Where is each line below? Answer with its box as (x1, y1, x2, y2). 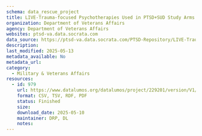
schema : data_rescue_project (6, 8, 79, 15)
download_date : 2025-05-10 (17, 110, 85, 116)
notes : (17, 121, 34, 127)
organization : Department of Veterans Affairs (6, 20, 125, 26)
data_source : (6, 37, 39, 43)
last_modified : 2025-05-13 (6, 48, 74, 54)
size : (17, 104, 31, 110)
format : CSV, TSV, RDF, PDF (17, 93, 87, 99)
